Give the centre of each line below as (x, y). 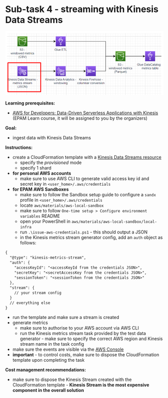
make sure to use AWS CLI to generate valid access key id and (85, 178)
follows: (28, 243)
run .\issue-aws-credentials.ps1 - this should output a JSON (84, 232)
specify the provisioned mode (51, 163)
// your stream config (38, 293)
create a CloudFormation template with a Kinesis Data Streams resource (87, 157)
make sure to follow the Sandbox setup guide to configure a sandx (88, 194)
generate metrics (30, 323)
